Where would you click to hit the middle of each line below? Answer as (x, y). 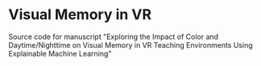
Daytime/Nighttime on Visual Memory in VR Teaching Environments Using (131, 45)
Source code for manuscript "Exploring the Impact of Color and (114, 37)
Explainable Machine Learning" (60, 53)
